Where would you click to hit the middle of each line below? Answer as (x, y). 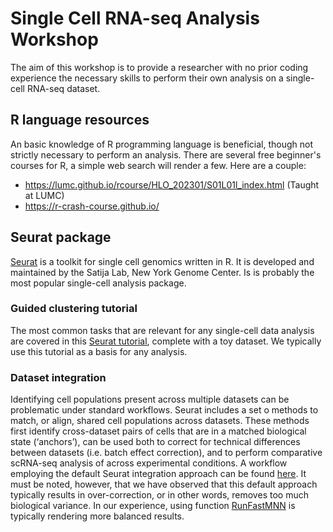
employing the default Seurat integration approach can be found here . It (158, 474)
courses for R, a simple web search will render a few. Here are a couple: (158, 165)
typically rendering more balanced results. (97, 516)
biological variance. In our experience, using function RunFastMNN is (153, 506)
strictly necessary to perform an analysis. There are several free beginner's (166, 154)
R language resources (80, 120)
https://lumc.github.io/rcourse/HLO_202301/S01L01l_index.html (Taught (172, 184)
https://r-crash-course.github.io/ (92, 206)
